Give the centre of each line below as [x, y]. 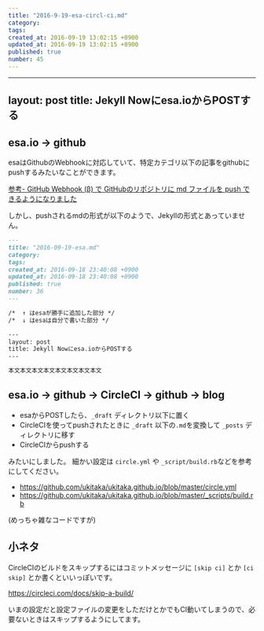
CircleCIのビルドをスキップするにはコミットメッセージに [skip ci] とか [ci [131, 567]
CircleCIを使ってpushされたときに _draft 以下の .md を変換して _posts [131, 425]
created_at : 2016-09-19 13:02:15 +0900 [73, 37]
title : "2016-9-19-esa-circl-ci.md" [68, 15]
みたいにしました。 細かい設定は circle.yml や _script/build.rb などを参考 [130, 461]
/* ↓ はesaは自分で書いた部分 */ [59, 320]
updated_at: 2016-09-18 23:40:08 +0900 [73, 277]
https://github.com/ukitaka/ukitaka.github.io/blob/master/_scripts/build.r [136, 495]
